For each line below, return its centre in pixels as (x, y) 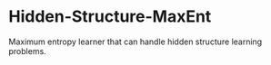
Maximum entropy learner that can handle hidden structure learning (135, 42)
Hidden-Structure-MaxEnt (110, 17)
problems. (27, 51)
